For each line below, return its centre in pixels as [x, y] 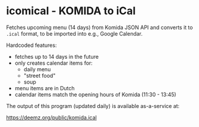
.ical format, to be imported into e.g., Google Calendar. [75, 33]
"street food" [40, 75]
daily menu [37, 69]
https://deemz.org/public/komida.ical [51, 118]
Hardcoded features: [31, 45]
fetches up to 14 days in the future [57, 56]
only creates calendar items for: [54, 63]
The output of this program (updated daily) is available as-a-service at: [93, 106]
